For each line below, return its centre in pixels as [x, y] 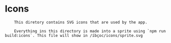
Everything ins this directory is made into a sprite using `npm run [90, 31]
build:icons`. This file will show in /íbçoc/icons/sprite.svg [74, 35]
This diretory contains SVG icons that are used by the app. [81, 22]
